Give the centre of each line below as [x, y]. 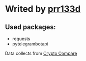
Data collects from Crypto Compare [41, 53]
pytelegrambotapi [30, 44]
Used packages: [30, 27]
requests [21, 39]
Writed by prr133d [43, 9]
